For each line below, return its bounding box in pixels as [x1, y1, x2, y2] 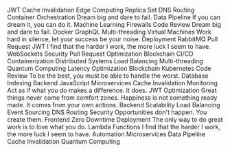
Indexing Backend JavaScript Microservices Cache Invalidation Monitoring [7, 79, 218, 87]
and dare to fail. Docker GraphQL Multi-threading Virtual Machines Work [7, 28, 211, 36]
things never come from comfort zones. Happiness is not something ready [7, 94, 218, 102]
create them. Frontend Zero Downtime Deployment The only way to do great [7, 116, 223, 123]
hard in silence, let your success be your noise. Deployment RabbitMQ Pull [7, 35, 218, 43]
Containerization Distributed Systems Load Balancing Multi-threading [7, 57, 204, 65]
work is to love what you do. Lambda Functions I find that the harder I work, [7, 123, 221, 131]
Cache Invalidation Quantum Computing [7, 138, 120, 145]
